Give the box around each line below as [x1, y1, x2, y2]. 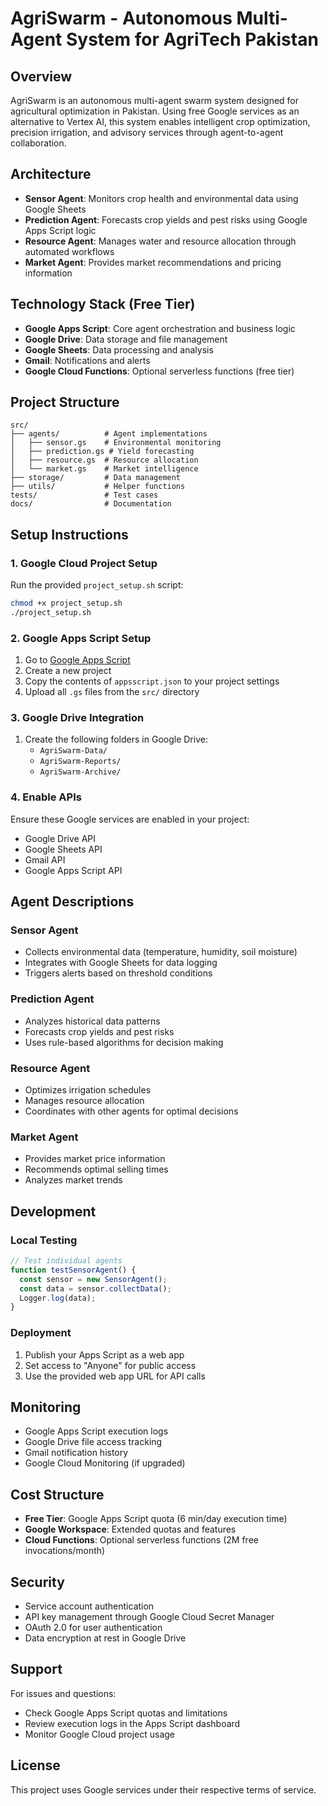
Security [10, 1573, 65, 1591]
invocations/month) [24, 1545, 106, 1557]
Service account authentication [24, 1600, 155, 1612]
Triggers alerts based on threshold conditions [24, 967, 213, 979]
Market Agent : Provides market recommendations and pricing [24, 256, 282, 268]
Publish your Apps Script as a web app [24, 1348, 185, 1361]
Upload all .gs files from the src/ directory [24, 686, 200, 698]
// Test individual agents [10, 1256, 123, 1266]
